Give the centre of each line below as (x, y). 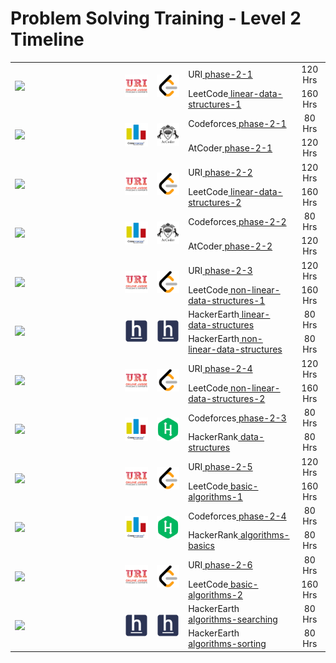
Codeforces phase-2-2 (237, 221)
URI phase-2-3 (220, 271)
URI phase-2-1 (220, 74)
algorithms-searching (233, 619)
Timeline (47, 39)
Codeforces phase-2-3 (237, 418)
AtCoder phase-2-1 (230, 148)
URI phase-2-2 (220, 173)
